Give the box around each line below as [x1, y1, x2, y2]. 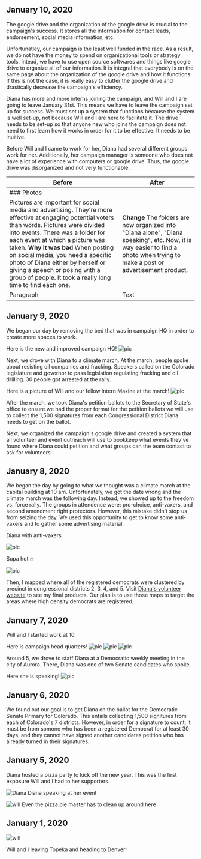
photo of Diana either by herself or [9, 258, 106, 267]
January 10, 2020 [6, 5, 74, 15]
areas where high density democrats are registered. [6, 598, 134, 605]
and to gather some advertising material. [23, 520, 124, 528]
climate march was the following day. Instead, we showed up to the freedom [6, 495, 194, 502]
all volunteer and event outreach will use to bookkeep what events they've [6, 436, 189, 443]
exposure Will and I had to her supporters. [6, 777, 110, 785]
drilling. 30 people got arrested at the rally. [6, 375, 112, 383]
